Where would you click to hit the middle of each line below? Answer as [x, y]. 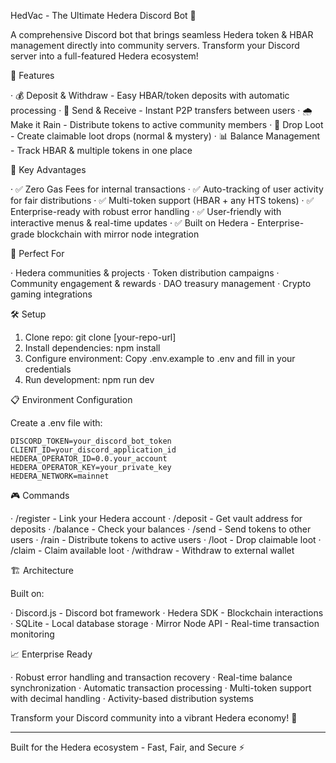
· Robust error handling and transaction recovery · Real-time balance [151, 677]
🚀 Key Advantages [48, 169]
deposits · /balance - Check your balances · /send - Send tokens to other [161, 529]
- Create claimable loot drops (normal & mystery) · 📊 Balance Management [165, 136]
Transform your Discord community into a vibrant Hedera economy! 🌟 [154, 718]
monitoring [32, 634]
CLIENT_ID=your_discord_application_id [93, 450]
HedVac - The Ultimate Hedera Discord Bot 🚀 [103, 15]
